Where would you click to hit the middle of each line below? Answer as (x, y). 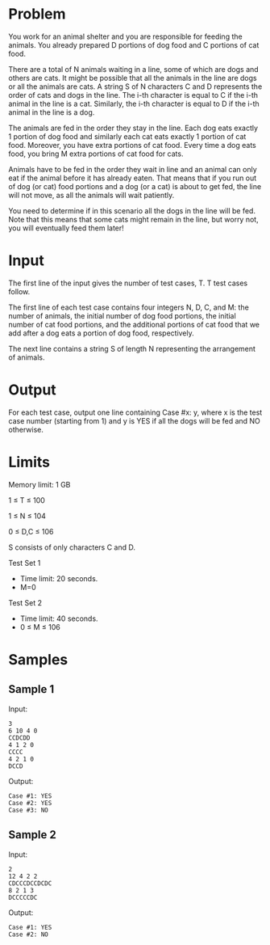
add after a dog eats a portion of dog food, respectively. (102, 333)
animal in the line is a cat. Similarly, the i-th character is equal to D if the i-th (134, 103)
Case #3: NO (28, 810)
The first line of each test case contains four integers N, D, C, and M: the (129, 307)
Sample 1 (31, 689)
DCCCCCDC (23, 897)
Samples (38, 659)
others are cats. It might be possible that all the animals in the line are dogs (133, 78)
